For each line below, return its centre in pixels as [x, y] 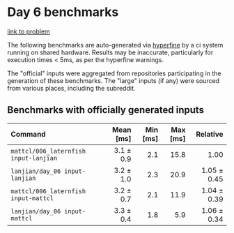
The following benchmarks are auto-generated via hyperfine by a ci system [115, 45]
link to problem [29, 31]
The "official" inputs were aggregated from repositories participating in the [114, 73]
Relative [210, 134]
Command [29, 134]
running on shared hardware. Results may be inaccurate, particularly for [110, 52]
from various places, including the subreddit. [71, 88]
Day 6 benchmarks [63, 12]
